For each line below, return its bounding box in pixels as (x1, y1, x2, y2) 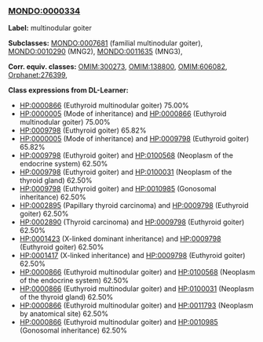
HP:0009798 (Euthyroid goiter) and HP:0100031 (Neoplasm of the (19, 167, 232, 177)
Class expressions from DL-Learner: (8, 85, 129, 95)
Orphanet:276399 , (8, 71, 68, 80)
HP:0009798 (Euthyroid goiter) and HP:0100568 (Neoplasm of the (19, 151, 234, 160)
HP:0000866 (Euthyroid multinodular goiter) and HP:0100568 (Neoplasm (19, 267, 256, 277)
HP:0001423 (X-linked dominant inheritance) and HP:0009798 (19, 234, 221, 244)
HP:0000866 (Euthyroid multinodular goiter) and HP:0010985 (19, 318, 218, 327)
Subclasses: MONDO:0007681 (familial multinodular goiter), (8, 38, 203, 48)
